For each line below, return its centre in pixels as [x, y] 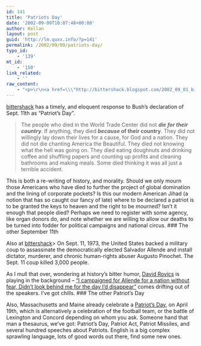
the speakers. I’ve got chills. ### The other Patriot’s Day [75, 293]
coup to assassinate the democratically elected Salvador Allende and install [99, 250]
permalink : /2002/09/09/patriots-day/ [54, 45]
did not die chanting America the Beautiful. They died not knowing [102, 144]
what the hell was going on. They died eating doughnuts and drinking [106, 150]
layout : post [22, 34]
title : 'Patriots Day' [34, 17]
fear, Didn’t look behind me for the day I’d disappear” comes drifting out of [98, 286]
